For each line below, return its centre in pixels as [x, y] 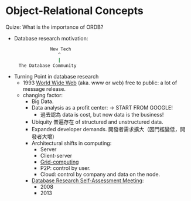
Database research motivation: [51, 38]
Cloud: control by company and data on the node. [100, 175]
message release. [44, 89]
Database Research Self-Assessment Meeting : [88, 180]
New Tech [61, 49]
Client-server [56, 156]
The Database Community [47, 66]
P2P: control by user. [65, 168]
